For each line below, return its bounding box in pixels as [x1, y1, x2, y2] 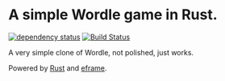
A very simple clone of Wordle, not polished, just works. [8, 47, 194, 57]
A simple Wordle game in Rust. [8, 6, 218, 24]
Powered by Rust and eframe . [8, 63, 107, 73]
